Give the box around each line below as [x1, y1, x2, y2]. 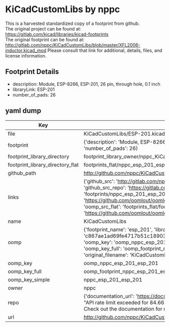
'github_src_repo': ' [83, 184, 130, 191]
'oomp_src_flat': [83, 203, 121, 210]
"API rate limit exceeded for [83, 299, 149, 306]
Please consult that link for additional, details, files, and [47, 47, 162, 53]
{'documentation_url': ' [83, 292, 138, 300]
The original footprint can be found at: [5, 37, 84, 43]
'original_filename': [83, 251, 129, 258]
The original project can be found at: [5, 25, 81, 31]
